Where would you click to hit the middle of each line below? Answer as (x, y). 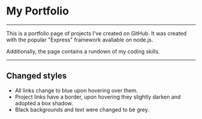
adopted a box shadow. (44, 103)
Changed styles (37, 76)
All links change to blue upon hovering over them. (76, 90)
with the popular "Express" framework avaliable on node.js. (80, 40)
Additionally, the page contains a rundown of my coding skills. (83, 51)
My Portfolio (38, 11)
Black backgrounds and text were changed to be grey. (82, 109)
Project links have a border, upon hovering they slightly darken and (98, 97)
